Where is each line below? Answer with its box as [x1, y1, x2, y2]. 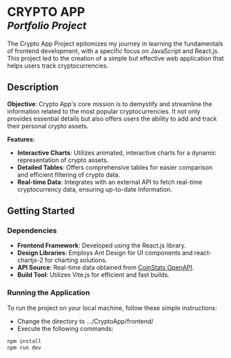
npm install [7, 337, 41, 345]
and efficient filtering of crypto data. [17, 170, 121, 179]
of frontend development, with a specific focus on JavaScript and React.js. [7, 46, 219, 55]
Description [7, 81, 59, 93]
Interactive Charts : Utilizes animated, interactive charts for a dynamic [17, 148, 217, 157]
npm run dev [7, 344, 41, 351]
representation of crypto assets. [17, 156, 109, 164]
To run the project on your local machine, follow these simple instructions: [7, 304, 217, 312]
